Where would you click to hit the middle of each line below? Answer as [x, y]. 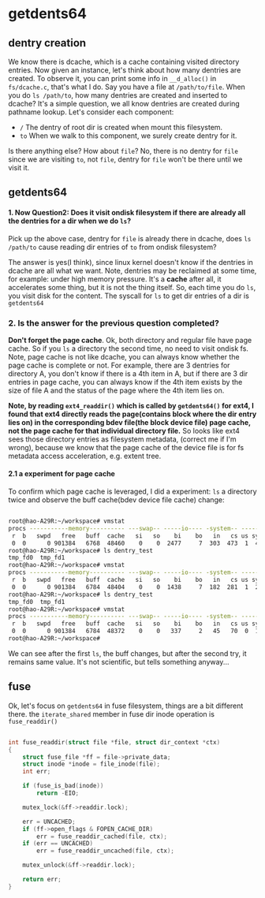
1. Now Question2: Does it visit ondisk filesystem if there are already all [127, 212]
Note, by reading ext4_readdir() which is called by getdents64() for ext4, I [131, 405]
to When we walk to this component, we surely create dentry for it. [128, 136]
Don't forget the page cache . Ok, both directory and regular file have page [130, 340]
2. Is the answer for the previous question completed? [114, 322]
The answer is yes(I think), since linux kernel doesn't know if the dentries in [131, 262]
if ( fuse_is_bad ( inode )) [63, 786]
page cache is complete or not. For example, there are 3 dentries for [119, 365]
